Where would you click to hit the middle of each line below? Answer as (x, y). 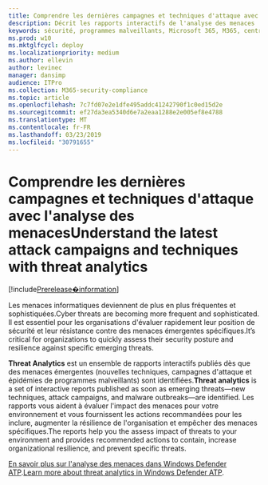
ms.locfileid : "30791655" (51, 142)
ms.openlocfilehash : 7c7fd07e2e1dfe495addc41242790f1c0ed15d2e (116, 105)
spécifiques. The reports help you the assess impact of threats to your (123, 431)
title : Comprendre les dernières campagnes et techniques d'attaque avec (134, 16)
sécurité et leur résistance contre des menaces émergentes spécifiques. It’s (132, 331)
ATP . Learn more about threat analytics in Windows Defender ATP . (116, 472)
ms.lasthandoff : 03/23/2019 (55, 134)
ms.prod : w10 (30, 38)
